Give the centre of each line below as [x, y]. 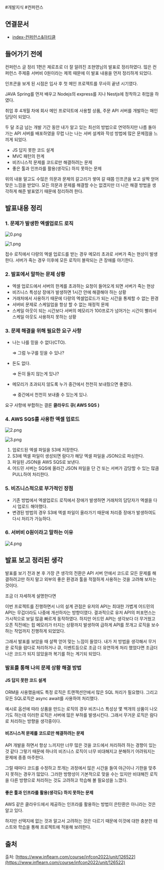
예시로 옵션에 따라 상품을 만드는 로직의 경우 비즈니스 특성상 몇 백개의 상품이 [77, 709]
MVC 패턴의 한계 [28, 156]
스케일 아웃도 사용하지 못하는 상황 [44, 317]
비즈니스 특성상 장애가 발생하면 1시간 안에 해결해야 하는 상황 [69, 292]
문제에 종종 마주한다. [25, 757]
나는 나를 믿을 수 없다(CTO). [39, 342]
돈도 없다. [21, 363]
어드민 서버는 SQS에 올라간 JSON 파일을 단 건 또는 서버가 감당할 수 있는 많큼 [85, 468]
